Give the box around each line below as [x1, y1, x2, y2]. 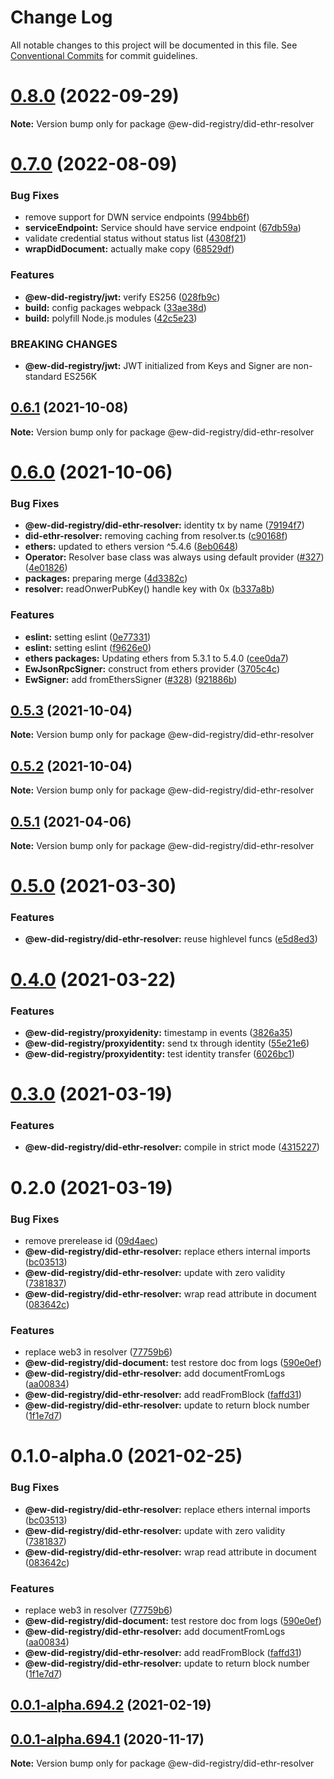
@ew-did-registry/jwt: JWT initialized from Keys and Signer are [24, 359, 292, 371]
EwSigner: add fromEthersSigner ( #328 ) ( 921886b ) [24, 673, 238, 685]
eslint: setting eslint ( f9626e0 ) [24, 641, 152, 653]
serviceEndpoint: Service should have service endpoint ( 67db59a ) [24, 222, 302, 234]
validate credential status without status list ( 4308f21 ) [24, 232, 247, 245]
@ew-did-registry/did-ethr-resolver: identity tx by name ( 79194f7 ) [24, 519, 305, 531]
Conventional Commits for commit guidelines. [10, 49, 198, 61]
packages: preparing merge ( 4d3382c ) [24, 572, 188, 585]
